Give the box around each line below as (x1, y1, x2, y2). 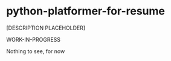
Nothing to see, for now (6, 47, 65, 55)
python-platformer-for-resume (6, 4, 165, 18)
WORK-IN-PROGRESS (6, 36, 61, 43)
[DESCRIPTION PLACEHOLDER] (6, 24, 86, 31)
